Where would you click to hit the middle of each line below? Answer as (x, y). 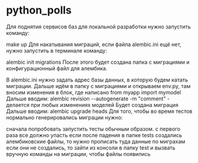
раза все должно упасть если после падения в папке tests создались (94, 135)
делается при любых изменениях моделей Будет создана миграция (92, 105)
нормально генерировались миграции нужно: (64, 117)
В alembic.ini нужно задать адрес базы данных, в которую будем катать (97, 80)
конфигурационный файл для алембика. (57, 68)
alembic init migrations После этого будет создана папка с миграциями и (98, 62)
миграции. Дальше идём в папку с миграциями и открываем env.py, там (98, 86)
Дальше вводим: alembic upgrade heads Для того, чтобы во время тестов (99, 111)
